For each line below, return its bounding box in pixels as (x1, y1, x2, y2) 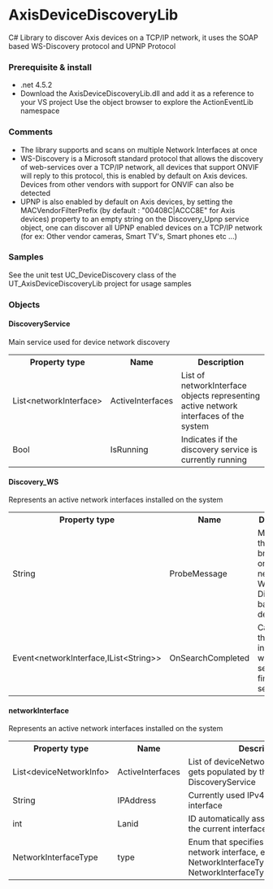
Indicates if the (180, 434, 238, 445)
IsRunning (110, 443, 149, 455)
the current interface (188, 823, 267, 835)
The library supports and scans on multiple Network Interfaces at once (19, 145, 258, 155)
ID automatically (188, 813, 250, 825)
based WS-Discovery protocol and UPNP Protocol (8, 41, 176, 50)
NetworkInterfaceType (12, 852, 99, 863)
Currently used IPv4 (188, 790, 265, 801)
